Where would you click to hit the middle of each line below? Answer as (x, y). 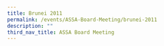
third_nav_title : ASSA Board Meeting (61, 32)
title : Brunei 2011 (35, 13)
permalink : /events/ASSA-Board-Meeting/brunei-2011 (82, 20)
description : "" (30, 26)
